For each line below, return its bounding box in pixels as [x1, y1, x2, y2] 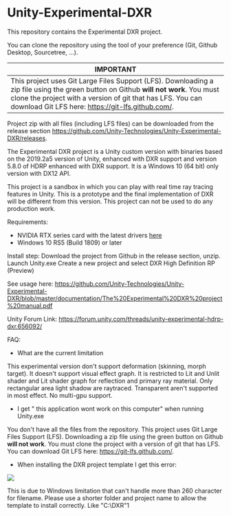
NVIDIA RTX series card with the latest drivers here [16, 231, 162, 239]
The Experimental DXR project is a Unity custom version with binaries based [7, 147, 223, 155]
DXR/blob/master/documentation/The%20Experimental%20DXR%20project [7, 294, 223, 302]
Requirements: [7, 218, 48, 226]
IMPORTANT [94, 64, 137, 74]
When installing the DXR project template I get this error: [16, 460, 177, 469]
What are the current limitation [16, 348, 104, 357]
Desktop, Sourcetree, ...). [7, 48, 78, 56]
